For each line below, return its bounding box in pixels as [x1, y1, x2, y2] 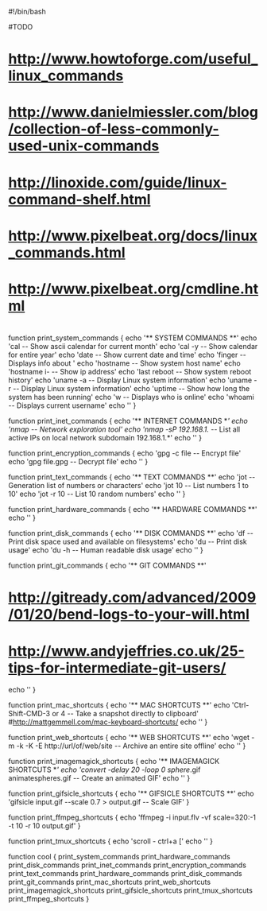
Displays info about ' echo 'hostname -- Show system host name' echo [8, 359, 241, 368]
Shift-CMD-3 [8, 709, 51, 719]
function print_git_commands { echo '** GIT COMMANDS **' [8, 560, 207, 571]
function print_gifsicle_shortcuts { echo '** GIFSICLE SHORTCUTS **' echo [8, 789, 254, 798]
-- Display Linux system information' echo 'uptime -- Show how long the [13, 384, 250, 393]
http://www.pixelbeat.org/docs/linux [8, 227, 258, 245]
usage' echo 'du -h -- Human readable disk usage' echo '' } [8, 545, 204, 555]
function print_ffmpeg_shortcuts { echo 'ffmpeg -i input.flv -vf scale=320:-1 [8, 812, 257, 822]
